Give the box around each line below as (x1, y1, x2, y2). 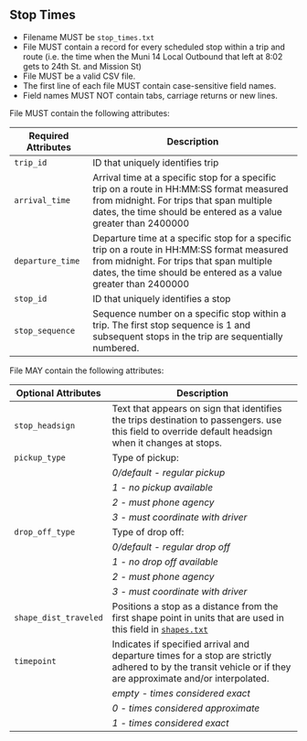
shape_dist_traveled (14, 612, 103, 623)
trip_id (14, 157, 48, 167)
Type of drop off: (111, 525, 185, 538)
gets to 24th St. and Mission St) (22, 60, 142, 71)
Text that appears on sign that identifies (111, 402, 282, 414)
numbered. (92, 341, 140, 354)
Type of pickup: (111, 451, 180, 464)
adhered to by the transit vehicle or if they (111, 660, 291, 673)
